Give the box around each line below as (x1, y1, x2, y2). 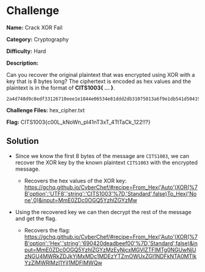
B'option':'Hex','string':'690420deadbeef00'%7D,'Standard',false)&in (24, 239, 198, 247)
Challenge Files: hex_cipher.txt (6, 106, 85, 113)
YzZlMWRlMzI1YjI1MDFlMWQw (24, 259, 103, 266)
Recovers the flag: (24, 226, 71, 234)
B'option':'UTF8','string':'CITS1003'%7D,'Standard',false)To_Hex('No (24, 190, 197, 197)
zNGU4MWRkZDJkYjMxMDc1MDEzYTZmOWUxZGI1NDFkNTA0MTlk (24, 252, 197, 260)
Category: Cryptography (6, 35, 69, 43)
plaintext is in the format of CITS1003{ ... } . (6, 84, 115, 91)
